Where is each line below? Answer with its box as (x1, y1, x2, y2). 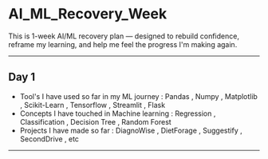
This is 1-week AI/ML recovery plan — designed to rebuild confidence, (8, 31, 239, 41)
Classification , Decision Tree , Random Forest (19, 117, 171, 126)
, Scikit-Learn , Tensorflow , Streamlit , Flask (19, 100, 166, 109)
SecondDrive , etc (19, 133, 80, 144)
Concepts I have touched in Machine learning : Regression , (19, 109, 216, 118)
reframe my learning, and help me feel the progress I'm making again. (8, 39, 238, 49)
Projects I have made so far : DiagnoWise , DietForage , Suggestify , (19, 125, 242, 135)
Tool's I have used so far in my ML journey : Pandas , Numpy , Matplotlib (19, 91, 258, 101)
